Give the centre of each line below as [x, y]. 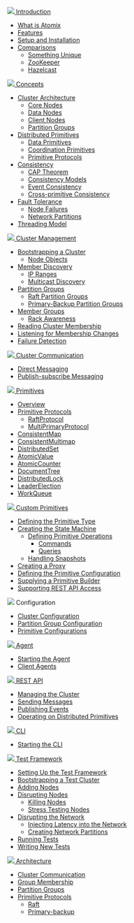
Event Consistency [55, 187]
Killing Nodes [47, 802]
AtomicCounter [39, 464]
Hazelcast [42, 70]
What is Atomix [39, 25]
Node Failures [48, 209]
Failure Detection [42, 341]
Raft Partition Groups [58, 296]
